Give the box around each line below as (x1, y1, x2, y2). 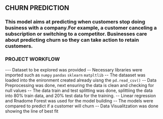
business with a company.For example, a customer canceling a (5, 24, 157, 31)
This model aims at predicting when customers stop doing (5, 18, 145, 25)
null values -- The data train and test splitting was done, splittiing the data (5, 87, 153, 93)
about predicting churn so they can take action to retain (5, 36, 139, 43)
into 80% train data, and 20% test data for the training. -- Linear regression (5, 92, 156, 99)
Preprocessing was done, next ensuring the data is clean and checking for (5, 82, 154, 88)
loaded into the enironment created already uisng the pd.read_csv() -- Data (5, 77, 157, 83)
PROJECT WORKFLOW (5, 56, 60, 63)
